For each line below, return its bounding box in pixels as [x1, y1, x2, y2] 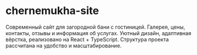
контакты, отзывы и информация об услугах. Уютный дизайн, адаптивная [5, 29, 192, 36]
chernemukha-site [5, 4, 99, 18]
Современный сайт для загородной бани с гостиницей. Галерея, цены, [5, 23, 186, 30]
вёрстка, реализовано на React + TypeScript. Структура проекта [5, 36, 169, 43]
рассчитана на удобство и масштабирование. [5, 42, 122, 49]
